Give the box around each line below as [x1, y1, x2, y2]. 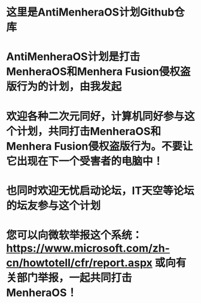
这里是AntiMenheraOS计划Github [6, 5, 175, 19]
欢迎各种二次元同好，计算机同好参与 [6, 109, 185, 123]
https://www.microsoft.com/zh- [6, 241, 170, 255]
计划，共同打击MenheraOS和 [17, 124, 162, 138]
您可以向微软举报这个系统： [6, 228, 143, 242]
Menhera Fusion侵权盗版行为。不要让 [6, 139, 193, 153]
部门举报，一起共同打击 [17, 271, 133, 284]
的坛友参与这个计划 [6, 198, 101, 212]
